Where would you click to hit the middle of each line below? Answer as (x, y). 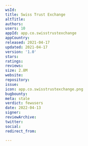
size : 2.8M (16, 71)
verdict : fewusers (24, 103)
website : (14, 75)
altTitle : (15, 19)
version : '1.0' (21, 52)
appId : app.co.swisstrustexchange (41, 33)
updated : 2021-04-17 (27, 47)
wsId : (11, 10)
